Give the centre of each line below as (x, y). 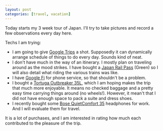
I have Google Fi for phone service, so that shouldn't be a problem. (79, 78)
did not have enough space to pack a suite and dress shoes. (72, 98)
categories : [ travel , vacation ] (38, 14)
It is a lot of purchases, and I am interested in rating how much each (73, 118)
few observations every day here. (39, 33)
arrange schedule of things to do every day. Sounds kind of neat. (77, 57)
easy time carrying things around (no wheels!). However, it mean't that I (84, 93)
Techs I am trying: (23, 42)
